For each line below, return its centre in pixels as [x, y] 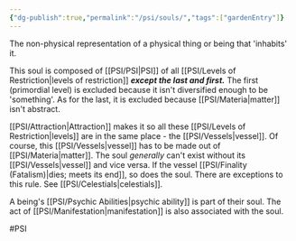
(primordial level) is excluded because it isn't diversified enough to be [139, 89]
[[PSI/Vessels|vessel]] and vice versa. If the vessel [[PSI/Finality [129, 164]
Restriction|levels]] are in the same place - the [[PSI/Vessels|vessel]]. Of [144, 135]
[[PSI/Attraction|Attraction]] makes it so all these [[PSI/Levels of [128, 126]
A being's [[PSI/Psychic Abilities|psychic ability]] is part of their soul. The [145, 201]
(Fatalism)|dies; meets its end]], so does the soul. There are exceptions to [146, 174]
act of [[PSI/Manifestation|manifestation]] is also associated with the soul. [147, 211]
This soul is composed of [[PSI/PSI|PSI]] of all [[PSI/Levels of [123, 70]
